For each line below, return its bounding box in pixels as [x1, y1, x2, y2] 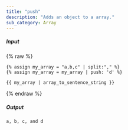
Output [6, 103, 24, 110]
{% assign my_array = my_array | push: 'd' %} [6, 69, 123, 76]
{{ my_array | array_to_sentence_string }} [6, 80, 115, 86]
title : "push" [6, 8, 41, 15]
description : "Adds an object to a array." [6, 14, 115, 20]
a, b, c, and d [6, 119, 44, 125]
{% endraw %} [6, 90, 42, 97]
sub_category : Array [6, 19, 57, 25]
